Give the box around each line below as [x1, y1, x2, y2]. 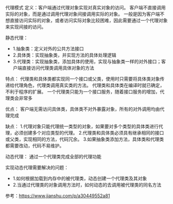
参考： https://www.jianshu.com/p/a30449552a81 [5, 193, 110, 199]
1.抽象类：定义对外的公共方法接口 [12, 46, 84, 51]
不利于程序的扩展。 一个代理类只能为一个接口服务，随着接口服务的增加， [5, 89, 160, 95]
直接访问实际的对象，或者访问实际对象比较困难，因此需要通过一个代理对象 [9, 17, 168, 23]
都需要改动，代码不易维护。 [5, 143, 64, 149]
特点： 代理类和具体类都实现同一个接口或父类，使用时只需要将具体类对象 [5, 76, 160, 82]
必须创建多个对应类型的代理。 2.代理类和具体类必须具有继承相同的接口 [14, 130, 164, 136]
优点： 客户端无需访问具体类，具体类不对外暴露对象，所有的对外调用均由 [5, 106, 160, 112]
